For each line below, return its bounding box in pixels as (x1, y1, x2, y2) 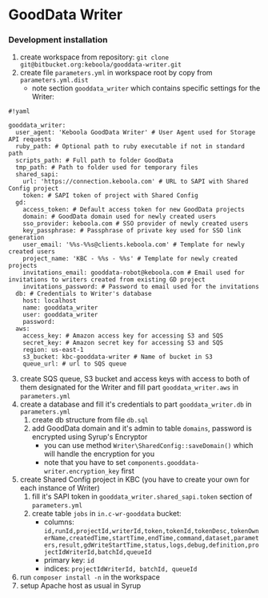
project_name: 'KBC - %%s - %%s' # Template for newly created (22, 255, 238, 263)
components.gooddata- (127, 459, 200, 467)
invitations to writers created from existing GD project (8, 276, 206, 284)
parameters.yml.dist (19, 76, 89, 85)
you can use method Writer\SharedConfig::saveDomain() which (43, 441, 254, 451)
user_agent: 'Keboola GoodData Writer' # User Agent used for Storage (15, 128, 256, 137)
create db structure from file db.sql (31, 415, 149, 425)
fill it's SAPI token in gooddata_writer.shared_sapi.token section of (31, 491, 253, 502)
